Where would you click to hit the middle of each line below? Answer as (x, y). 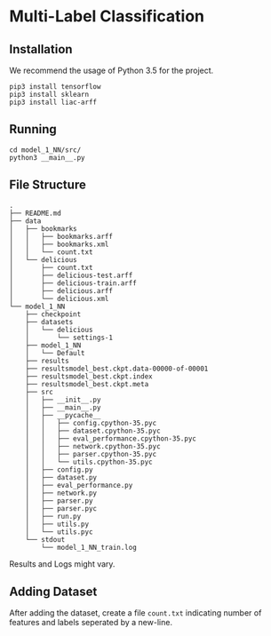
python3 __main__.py (48, 157)
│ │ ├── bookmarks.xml (59, 244)
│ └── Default (56, 353)
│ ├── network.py (61, 493)
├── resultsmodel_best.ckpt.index (89, 376)
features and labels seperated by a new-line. (91, 623)
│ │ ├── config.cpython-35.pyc (91, 423)
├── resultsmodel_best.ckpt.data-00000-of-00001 (117, 369)
